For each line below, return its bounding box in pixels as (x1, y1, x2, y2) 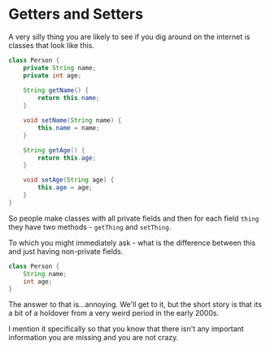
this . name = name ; (37, 124, 100, 132)
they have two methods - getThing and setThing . (8, 221, 172, 232)
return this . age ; (37, 154, 96, 162)
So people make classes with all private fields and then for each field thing (8, 213, 259, 223)
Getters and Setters (8, 5, 144, 24)
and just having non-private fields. (8, 246, 124, 256)
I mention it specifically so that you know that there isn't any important (8, 324, 244, 334)
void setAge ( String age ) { (23, 176, 115, 184)
